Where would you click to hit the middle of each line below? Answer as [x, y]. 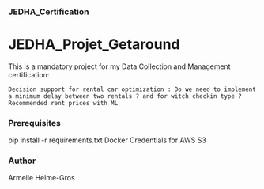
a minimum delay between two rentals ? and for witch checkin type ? [125, 96]
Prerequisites [34, 123]
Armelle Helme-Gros [41, 178]
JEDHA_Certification [49, 12]
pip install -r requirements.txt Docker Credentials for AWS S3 [107, 140]
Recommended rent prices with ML [63, 103]
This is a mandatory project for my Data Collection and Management [119, 66]
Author [22, 161]
